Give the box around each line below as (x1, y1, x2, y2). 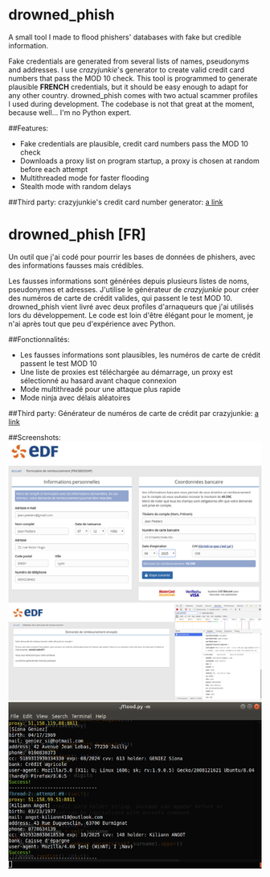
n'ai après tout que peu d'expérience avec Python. (8, 319, 176, 328)
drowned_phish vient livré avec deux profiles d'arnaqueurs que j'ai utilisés (8, 302, 255, 311)
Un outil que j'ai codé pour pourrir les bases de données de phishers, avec (8, 252, 256, 261)
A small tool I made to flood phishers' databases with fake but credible (8, 32, 242, 42)
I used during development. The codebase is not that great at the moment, (8, 99, 255, 109)
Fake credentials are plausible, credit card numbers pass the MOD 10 (19, 138, 249, 148)
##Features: (8, 123, 49, 133)
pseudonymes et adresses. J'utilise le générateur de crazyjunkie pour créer (8, 284, 260, 294)
